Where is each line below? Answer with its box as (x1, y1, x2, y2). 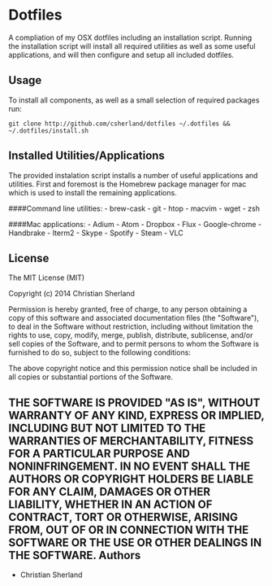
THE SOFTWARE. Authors (8, 548, 141, 562)
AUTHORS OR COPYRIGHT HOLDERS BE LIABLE (8, 472, 254, 486)
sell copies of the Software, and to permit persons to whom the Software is (8, 339, 260, 349)
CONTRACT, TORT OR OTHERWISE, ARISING (8, 510, 238, 524)
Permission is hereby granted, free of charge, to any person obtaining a (8, 304, 248, 314)
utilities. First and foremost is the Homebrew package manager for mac (8, 179, 247, 189)
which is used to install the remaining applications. (8, 187, 177, 197)
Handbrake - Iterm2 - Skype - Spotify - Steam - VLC (8, 228, 184, 238)
